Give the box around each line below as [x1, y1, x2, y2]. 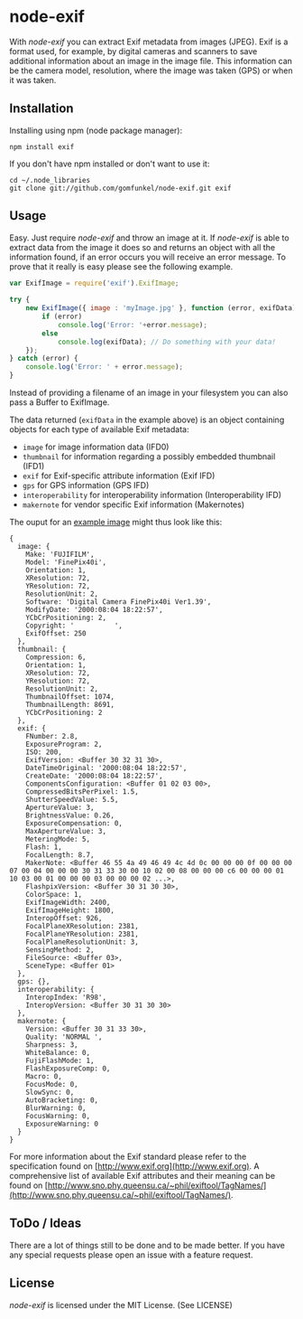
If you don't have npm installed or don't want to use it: [9, 158, 210, 169]
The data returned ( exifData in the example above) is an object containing [9, 414, 285, 426]
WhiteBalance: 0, [25, 1049, 91, 1058]
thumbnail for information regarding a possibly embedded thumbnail [22, 451, 276, 462]
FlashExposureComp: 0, [25, 1064, 111, 1073]
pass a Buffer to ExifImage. [9, 397, 110, 408]
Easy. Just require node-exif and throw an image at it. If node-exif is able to [9, 232, 290, 243]
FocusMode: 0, [25, 1080, 78, 1089]
